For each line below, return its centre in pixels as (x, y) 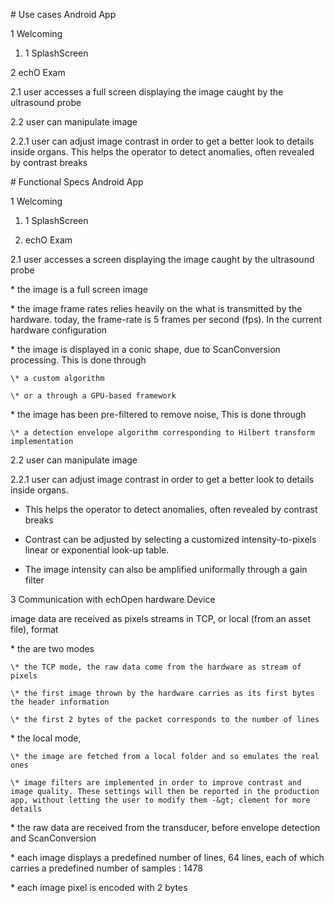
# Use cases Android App (63, 14)
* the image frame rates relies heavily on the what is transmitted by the (156, 308)
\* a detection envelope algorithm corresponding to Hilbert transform (162, 433)
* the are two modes (52, 648)
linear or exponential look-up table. (97, 550)
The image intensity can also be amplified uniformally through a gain (166, 569)
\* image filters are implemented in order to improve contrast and (156, 783)
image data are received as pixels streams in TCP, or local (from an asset (161, 618)
